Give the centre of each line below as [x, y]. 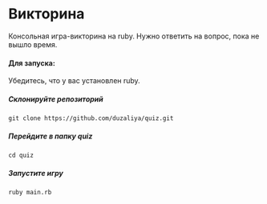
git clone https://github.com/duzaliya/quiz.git [91, 118]
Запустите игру [36, 173]
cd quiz [21, 156]
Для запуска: [32, 63]
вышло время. [33, 44]
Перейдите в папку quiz [51, 136]
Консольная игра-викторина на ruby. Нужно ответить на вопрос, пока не [134, 36]
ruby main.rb [30, 193]
